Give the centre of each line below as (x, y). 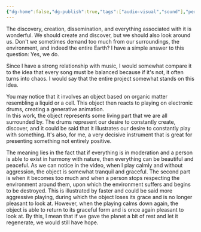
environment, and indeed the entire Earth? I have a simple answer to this (95, 48)
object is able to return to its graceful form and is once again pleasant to (95, 209)
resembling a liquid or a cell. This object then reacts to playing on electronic (100, 103)
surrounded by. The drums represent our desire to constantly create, (91, 122)
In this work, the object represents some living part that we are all (87, 115)
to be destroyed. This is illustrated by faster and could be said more (89, 190)
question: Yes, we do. (33, 54)
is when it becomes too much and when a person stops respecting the (93, 178)
